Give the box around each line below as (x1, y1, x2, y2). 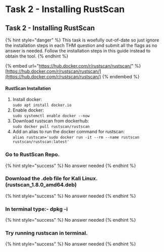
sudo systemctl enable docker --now (12, 114, 90, 119)
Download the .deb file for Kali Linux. (5, 175, 97, 182)
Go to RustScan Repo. (5, 151, 60, 158)
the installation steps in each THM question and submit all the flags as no (5, 42, 157, 48)
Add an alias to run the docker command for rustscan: (12, 129, 125, 135)
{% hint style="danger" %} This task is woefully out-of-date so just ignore (5, 37, 159, 43)
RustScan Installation (5, 85, 51, 91)
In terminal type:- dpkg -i (5, 206, 68, 213)
